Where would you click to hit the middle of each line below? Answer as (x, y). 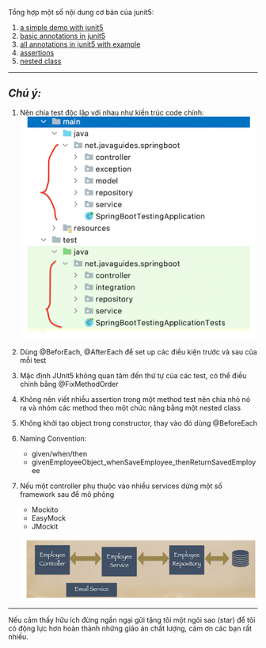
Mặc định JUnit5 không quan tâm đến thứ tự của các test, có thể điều (133, 375)
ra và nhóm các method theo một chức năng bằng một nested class (130, 407)
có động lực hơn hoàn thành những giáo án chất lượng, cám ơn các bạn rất (130, 628)
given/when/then (59, 453)
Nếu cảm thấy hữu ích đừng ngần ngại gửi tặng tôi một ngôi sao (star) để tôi (132, 620)
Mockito (45, 510)
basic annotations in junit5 (63, 36)
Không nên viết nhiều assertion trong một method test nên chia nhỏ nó (135, 399)
